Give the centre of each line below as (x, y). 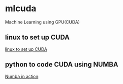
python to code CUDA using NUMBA (62, 65)
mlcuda (21, 9)
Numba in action (22, 76)
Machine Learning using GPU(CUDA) (43, 22)
